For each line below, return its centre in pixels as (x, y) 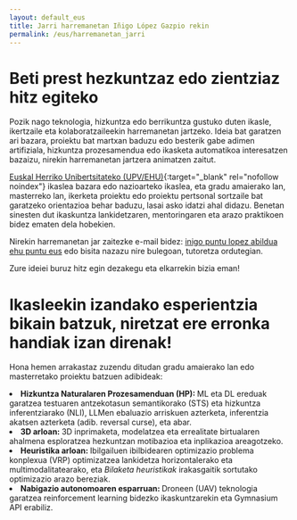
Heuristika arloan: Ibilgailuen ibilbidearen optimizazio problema (137, 450)
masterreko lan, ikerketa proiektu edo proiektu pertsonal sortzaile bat (136, 196)
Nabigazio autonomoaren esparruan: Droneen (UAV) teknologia (140, 489)
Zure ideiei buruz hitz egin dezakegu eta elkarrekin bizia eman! (125, 268)
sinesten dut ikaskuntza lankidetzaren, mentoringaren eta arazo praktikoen (146, 215)
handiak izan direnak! (91, 342)
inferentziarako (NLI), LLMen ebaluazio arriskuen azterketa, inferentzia (139, 413)
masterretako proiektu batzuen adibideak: (86, 376)
